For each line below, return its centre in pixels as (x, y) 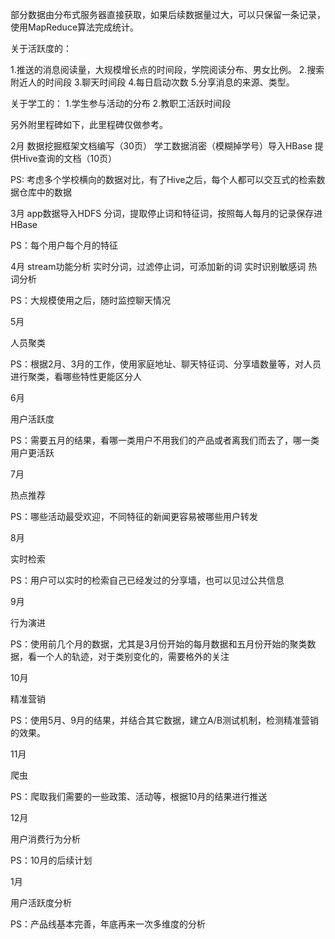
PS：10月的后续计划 (51, 860)
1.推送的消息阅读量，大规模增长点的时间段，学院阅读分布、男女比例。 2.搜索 (167, 69)
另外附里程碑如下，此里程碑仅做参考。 (89, 124)
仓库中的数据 (45, 192)
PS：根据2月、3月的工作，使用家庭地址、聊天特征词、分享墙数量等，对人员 (166, 364)
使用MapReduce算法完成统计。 (75, 27)
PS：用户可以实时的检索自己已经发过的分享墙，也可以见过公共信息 (147, 580)
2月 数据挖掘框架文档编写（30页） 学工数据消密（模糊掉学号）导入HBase (161, 146)
